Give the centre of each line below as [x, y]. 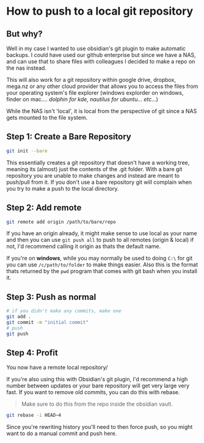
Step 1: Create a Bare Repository [69, 137]
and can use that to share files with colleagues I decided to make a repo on [101, 61]
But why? [24, 34]
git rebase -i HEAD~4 [34, 416]
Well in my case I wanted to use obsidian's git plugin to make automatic [96, 48]
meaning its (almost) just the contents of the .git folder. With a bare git [94, 169]
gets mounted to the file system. [47, 118]
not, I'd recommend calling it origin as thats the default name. [83, 246]
